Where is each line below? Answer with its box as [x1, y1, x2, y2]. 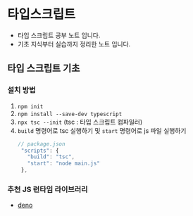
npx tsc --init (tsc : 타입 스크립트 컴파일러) [17, 117, 143, 126]
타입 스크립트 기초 [7, 63, 80, 75]
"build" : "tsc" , [27, 153, 75, 160]
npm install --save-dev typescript [17, 110, 123, 117]
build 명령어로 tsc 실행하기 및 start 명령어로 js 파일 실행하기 [17, 126, 187, 134]
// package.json [17, 140, 66, 148]
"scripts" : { [20, 147, 59, 154]
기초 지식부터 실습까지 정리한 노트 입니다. [17, 39, 131, 48]
